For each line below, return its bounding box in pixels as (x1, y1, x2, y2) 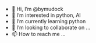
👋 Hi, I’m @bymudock (11, 6, 63, 12)
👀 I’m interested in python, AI (11, 12, 81, 19)
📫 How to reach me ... (11, 31, 66, 37)
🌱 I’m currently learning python (11, 18, 86, 24)
